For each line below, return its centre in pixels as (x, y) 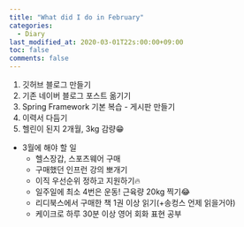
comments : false (39, 58)
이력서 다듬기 (45, 117)
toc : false (29, 50)
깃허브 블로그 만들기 (56, 84)
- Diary (31, 34)
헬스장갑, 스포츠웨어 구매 (78, 159)
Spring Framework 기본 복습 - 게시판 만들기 (98, 106)
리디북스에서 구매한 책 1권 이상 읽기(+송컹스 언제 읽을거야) (135, 203)
